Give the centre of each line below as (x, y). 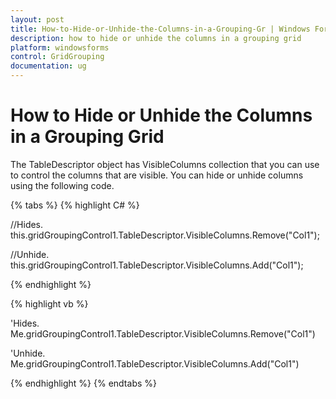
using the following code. (62, 185)
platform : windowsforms (60, 47)
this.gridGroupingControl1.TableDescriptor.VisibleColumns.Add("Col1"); (157, 265)
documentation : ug (48, 66)
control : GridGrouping (57, 57)
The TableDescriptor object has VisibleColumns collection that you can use (165, 164)
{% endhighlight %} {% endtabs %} (83, 383)
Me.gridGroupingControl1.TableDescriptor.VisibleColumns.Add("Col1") (155, 363)
